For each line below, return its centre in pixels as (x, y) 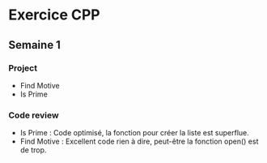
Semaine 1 (34, 45)
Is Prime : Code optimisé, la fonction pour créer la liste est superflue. (134, 133)
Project (23, 68)
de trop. (33, 150)
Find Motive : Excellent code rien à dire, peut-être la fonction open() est (139, 142)
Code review (34, 115)
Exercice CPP (54, 15)
